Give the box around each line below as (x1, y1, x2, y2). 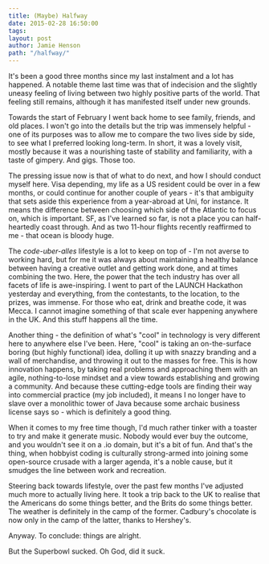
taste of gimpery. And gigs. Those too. (8, 155, 136, 165)
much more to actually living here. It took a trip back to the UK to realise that (8, 490, 261, 499)
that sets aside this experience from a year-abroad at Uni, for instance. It (8, 196, 249, 206)
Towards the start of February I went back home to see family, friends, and (8, 113, 255, 121)
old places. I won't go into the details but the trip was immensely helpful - (8, 121, 251, 130)
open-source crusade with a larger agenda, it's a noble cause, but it (8, 457, 233, 467)
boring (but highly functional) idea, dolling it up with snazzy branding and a (8, 348, 257, 356)
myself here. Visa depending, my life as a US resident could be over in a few (8, 179, 261, 189)
